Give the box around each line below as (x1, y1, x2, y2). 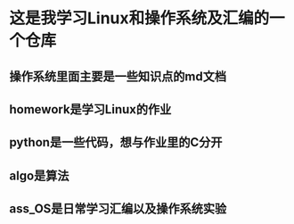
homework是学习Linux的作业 (9, 102, 172, 117)
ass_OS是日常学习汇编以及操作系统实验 (9, 202, 227, 217)
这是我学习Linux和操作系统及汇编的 (9, 8, 270, 29)
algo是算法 (9, 168, 69, 183)
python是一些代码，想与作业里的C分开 (9, 135, 223, 150)
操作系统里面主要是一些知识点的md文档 (9, 69, 227, 84)
